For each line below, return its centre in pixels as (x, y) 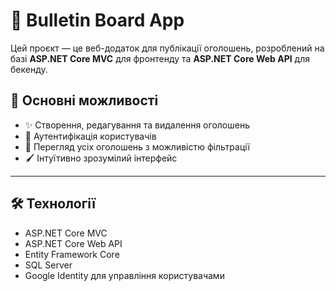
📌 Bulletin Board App (97, 20)
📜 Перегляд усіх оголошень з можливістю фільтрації (137, 146)
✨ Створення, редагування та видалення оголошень (137, 125)
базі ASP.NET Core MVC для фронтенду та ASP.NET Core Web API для (160, 58)
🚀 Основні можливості (84, 100)
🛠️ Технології (53, 204)
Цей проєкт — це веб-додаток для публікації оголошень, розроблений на (167, 48)
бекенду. (29, 69)
